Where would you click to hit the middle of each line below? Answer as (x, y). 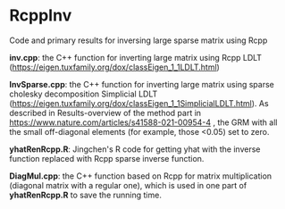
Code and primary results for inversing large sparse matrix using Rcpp (138, 40)
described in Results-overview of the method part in (105, 113)
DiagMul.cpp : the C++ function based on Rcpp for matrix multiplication (141, 176)
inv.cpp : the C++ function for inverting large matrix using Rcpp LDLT (135, 57)
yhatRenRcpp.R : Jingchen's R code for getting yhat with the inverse (135, 149)
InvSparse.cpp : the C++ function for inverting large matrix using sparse (142, 84)
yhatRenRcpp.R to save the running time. (86, 195)
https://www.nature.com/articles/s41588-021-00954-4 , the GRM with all (143, 122)
